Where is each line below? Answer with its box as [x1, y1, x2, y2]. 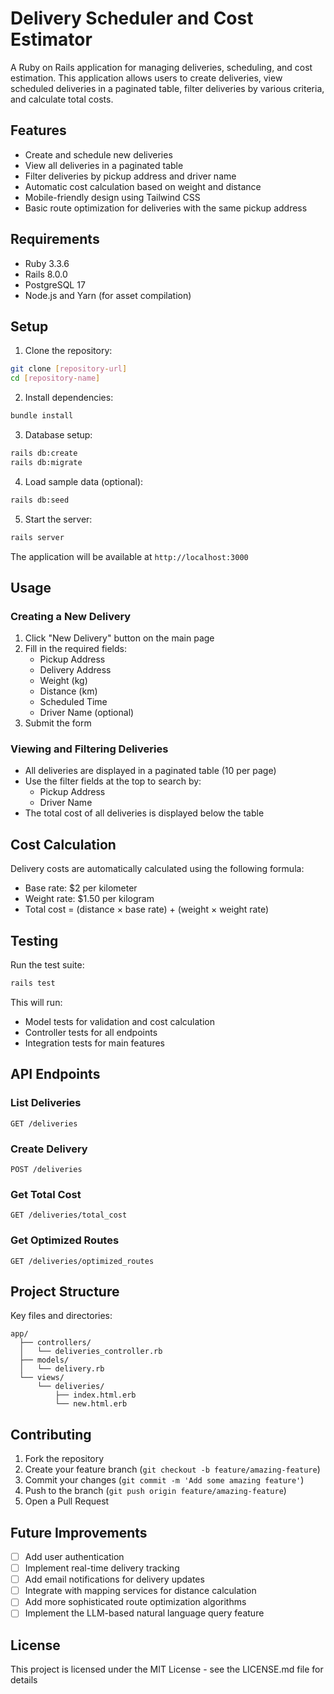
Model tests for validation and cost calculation [24, 1015, 215, 1027]
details [10, 1674, 38, 1686]
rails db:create [10, 448, 78, 458]
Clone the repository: [24, 345, 113, 357]
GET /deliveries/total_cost [10, 1210, 128, 1221]
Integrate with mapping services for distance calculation [24, 1585, 257, 1597]
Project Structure [10, 1283, 120, 1300]
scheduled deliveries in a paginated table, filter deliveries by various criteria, [10, 82, 325, 94]
